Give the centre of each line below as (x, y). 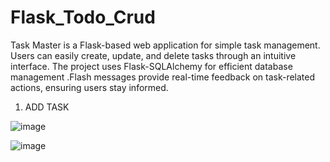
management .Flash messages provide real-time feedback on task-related (163, 77)
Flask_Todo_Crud (83, 17)
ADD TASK (47, 107)
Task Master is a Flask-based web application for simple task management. (165, 45)
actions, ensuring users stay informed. (89, 87)
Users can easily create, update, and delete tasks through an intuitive (153, 55)
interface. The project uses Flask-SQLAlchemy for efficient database (151, 66)
